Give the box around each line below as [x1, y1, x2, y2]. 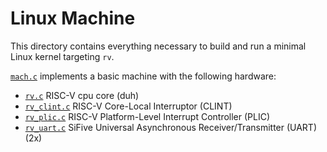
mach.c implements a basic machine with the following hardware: [10, 70, 277, 82]
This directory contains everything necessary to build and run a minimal [10, 40, 307, 52]
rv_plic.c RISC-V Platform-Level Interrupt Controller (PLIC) [24, 110, 271, 122]
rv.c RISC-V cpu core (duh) [24, 89, 140, 101]
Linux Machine [10, 7, 136, 30]
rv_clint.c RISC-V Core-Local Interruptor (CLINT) [24, 100, 233, 112]
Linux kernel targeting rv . [10, 50, 115, 62]
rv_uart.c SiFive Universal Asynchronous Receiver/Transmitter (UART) [24, 121, 318, 133]
